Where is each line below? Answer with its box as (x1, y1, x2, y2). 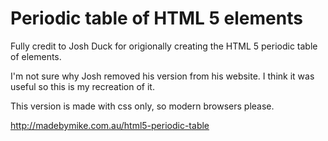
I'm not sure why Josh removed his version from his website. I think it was (10, 70, 315, 82)
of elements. (10, 50, 62, 62)
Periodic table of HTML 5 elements (10, 7, 303, 30)
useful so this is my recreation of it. (10, 80, 155, 92)
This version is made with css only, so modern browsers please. (10, 100, 275, 112)
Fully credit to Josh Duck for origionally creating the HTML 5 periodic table (10, 40, 318, 52)
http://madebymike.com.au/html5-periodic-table (10, 119, 210, 131)
